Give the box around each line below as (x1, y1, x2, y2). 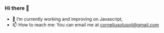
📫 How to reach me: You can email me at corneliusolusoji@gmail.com (12, 22, 159, 28)
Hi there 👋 (5, 5, 30, 12)
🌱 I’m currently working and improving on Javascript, (12, 16, 123, 22)
